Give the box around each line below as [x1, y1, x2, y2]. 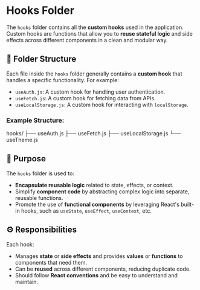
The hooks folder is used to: [6, 170, 74, 177]
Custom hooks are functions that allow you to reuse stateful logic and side [6, 30, 193, 37]
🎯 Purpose [6, 153, 47, 164]
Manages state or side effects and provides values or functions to [15, 252, 183, 260]
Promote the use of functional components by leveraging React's [15, 201, 180, 208]
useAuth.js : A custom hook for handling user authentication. [15, 88, 166, 95]
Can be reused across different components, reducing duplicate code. [15, 265, 191, 272]
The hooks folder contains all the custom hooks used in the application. [6, 24, 184, 31]
